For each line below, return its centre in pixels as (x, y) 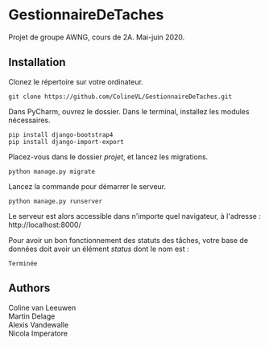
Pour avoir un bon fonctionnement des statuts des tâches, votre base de (128, 240)
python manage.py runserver (56, 201)
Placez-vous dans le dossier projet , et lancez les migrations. (108, 157)
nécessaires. (29, 120)
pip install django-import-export (66, 142)
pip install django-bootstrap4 (61, 134)
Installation (37, 62)
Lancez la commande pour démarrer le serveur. (87, 186)
